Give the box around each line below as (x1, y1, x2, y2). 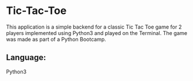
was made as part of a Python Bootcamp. (6, 36, 107, 43)
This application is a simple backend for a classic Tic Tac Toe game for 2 (6, 23, 182, 30)
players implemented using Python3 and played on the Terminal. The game (6, 29, 188, 36)
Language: (6, 52, 46, 62)
